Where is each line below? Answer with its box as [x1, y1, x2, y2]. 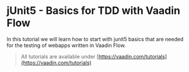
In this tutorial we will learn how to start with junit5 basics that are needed [6, 35, 184, 42]
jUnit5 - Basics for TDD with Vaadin [6, 4, 180, 17]
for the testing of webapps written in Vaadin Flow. [6, 42, 126, 49]
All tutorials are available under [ [20, 53, 99, 60]
